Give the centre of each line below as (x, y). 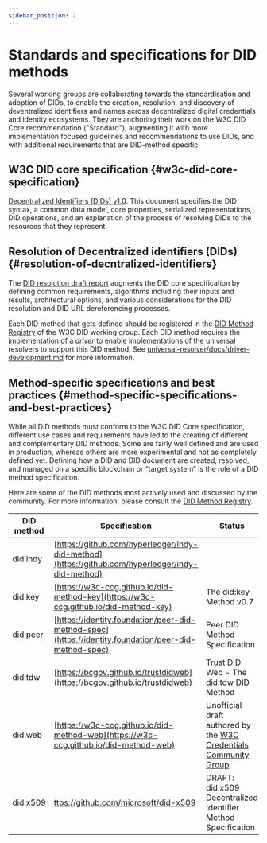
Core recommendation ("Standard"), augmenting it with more (108, 127)
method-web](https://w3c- (106, 735)
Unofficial (224, 705)
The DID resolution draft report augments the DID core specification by (124, 283)
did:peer (28, 635)
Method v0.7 (230, 602)
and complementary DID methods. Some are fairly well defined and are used (133, 443)
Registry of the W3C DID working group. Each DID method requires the (124, 332)
